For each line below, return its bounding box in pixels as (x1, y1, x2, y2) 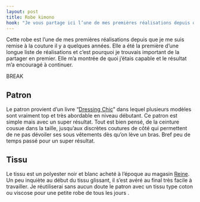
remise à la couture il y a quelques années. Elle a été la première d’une (6, 42, 179, 49)
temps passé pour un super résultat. (6, 137, 95, 144)
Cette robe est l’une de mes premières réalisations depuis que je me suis (6, 36, 185, 43)
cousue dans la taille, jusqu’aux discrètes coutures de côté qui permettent (6, 125, 187, 132)
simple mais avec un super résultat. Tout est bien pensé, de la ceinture (6, 118, 180, 125)
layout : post (6, 8, 39, 15)
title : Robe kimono (6, 14, 55, 20)
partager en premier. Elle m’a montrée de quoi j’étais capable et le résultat (6, 55, 187, 62)
